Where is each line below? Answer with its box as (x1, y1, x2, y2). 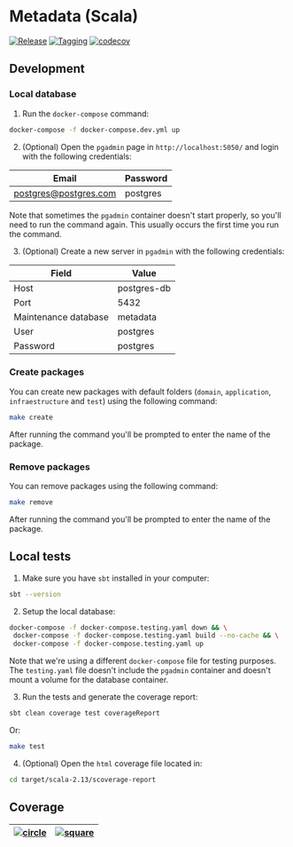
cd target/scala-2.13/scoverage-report (9, 775, 157, 784)
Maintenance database (13, 311, 109, 323)
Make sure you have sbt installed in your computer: (21, 573, 210, 583)
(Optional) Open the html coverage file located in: (21, 757, 203, 769)
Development (9, 61, 86, 76)
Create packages (9, 366, 85, 378)
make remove (9, 497, 53, 507)
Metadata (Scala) (9, 6, 139, 27)
